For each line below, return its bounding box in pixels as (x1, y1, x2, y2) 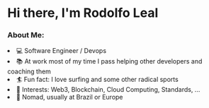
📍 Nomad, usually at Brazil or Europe (16, 93, 123, 102)
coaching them (7, 67, 52, 76)
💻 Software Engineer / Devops (16, 47, 107, 55)
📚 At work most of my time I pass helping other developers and (16, 57, 203, 66)
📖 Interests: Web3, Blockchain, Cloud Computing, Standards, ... (16, 85, 200, 94)
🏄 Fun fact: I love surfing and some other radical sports (16, 76, 179, 84)
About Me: (7, 30, 45, 40)
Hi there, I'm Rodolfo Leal (7, 5, 159, 21)
